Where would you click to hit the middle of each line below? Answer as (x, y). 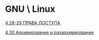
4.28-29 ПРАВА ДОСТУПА (33, 23)
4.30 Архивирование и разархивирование (49, 32)
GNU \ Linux (30, 9)
